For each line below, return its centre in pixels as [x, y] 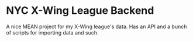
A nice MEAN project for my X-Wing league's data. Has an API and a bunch [96, 26]
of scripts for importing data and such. [52, 32]
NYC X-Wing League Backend [80, 11]
